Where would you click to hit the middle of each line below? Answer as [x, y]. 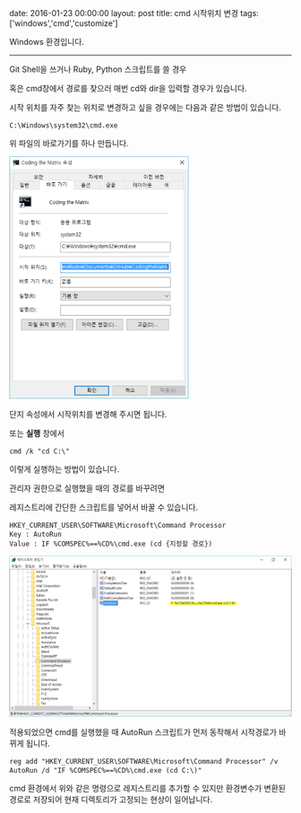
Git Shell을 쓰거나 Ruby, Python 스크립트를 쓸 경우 [98, 69]
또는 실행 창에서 [37, 433]
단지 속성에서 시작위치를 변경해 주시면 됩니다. [88, 415]
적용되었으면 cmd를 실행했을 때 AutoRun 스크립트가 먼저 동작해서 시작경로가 [143, 732]
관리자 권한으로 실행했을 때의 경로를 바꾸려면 [87, 488]
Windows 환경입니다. [47, 42]
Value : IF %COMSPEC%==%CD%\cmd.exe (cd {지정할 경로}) [111, 544]
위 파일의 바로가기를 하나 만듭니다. [69, 143]
